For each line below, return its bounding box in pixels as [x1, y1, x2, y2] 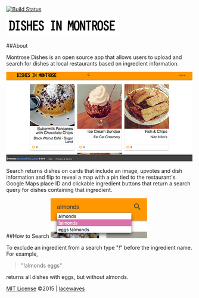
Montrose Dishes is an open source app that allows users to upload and [6, 54, 182, 61]
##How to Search [6, 232, 49, 240]
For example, [6, 250, 39, 257]
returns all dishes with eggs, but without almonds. [6, 274, 129, 280]
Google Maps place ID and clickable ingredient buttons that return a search [6, 180, 191, 187]
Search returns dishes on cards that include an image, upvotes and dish [6, 167, 183, 174]
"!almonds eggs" [20, 262, 63, 269]
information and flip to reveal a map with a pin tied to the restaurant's [6, 173, 176, 181]
